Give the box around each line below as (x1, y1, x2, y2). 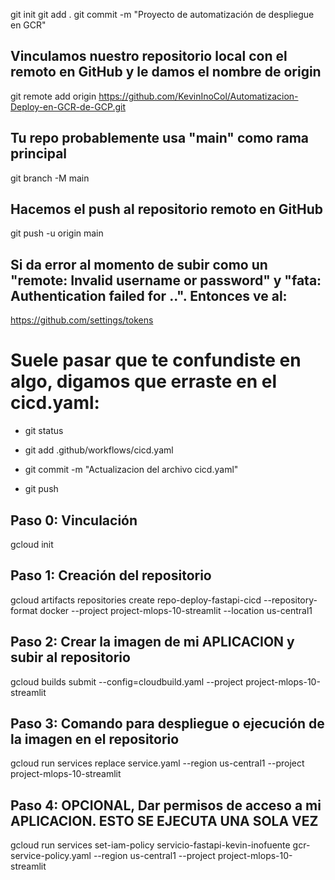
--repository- (263, 594, 318, 606)
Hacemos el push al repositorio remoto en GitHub (10, 201, 324, 218)
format (10, 604, 38, 616)
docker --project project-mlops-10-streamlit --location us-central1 (39, 604, 313, 616)
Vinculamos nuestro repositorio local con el (10, 48, 288, 65)
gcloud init (10, 539, 54, 550)
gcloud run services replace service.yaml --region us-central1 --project (10, 757, 305, 769)
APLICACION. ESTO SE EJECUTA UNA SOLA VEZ (10, 812, 319, 829)
